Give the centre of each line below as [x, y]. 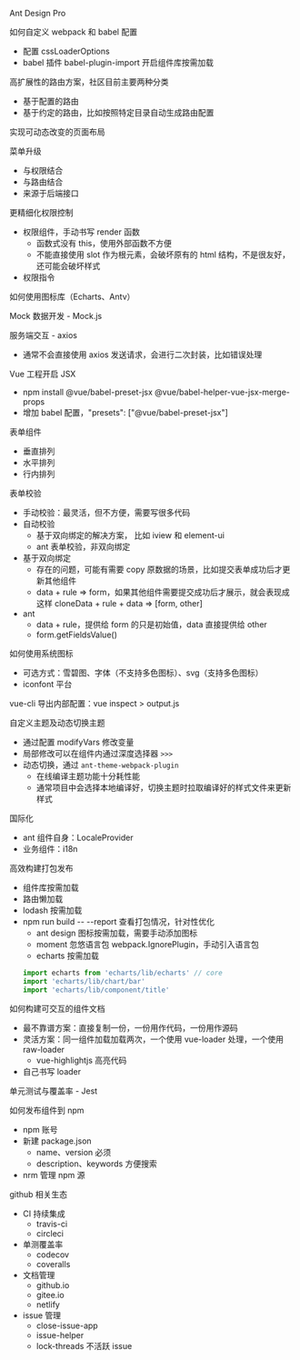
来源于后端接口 [50, 193]
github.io [53, 1285]
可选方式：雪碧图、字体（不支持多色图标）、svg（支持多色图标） [143, 673]
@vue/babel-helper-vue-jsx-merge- [222, 392]
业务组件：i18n [50, 849]
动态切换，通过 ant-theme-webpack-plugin [100, 765]
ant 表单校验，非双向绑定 [83, 546]
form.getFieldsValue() [77, 635]
